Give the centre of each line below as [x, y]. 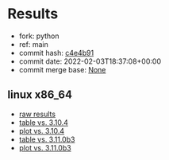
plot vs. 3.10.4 [42, 131]
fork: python [39, 36]
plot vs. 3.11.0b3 [45, 147]
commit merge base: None [62, 69]
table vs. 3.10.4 [44, 122]
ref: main [33, 44]
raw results [37, 114]
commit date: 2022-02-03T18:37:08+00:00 [90, 61]
